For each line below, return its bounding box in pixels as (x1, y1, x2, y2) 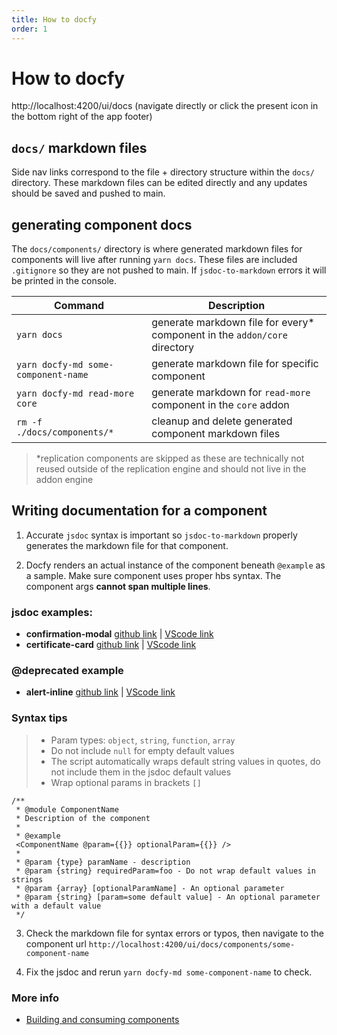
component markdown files (151, 427, 281, 441)
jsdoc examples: (11, 605, 93, 619)
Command (54, 299, 105, 313)
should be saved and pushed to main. (11, 187, 166, 200)
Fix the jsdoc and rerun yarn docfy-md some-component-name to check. (25, 966, 313, 978)
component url (25, 937, 87, 950)
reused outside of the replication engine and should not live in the (35, 463, 307, 475)
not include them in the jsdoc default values (50, 766, 232, 778)
